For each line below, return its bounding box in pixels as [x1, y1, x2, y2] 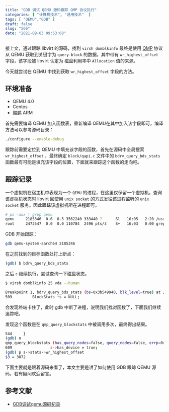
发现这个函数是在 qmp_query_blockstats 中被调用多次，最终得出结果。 [5, 321, 150, 327]
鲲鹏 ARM [12, 109, 33, 116]
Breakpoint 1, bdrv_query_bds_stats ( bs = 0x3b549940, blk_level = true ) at [5, 290, 161, 295]
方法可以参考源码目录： [5, 126, 54, 132]
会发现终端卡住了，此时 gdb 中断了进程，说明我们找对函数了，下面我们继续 [5, 304, 161, 310]
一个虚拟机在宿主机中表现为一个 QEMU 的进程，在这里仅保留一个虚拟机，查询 [5, 189, 162, 195]
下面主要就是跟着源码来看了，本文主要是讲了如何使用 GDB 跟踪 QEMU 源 [5, 364, 156, 370]
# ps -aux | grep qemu [5, 212, 53, 217]
